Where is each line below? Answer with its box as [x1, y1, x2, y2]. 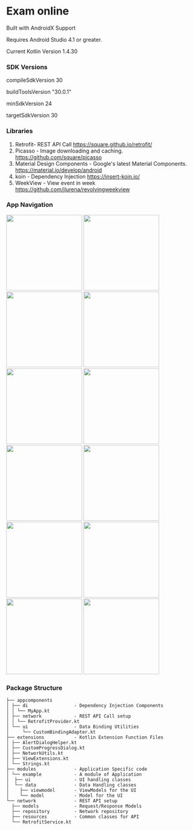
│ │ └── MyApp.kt [6, 708, 50, 714]
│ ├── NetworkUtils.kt [6, 750, 64, 757]
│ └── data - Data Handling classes [6, 782, 137, 788]
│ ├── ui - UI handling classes [6, 777, 131, 783]
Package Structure [6, 684, 62, 692]
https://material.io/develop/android [15, 166, 102, 174]
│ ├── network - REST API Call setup [6, 713, 131, 719]
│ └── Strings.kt [6, 761, 50, 767]
